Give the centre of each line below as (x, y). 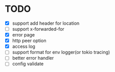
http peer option (29, 41)
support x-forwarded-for (38, 29)
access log (24, 46)
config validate (28, 64)
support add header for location (46, 23)
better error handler (33, 58)
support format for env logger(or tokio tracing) (61, 52)
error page (24, 35)
